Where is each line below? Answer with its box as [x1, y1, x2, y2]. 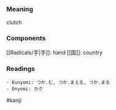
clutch [6, 19, 23, 26]
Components [6, 34, 46, 43]
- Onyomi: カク [6, 86, 43, 92]
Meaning [6, 5, 34, 13]
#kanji [6, 97, 22, 104]
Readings [6, 64, 35, 73]
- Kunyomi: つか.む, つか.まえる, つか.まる [6, 79, 111, 86]
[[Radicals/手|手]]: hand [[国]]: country [6, 48, 103, 56]
